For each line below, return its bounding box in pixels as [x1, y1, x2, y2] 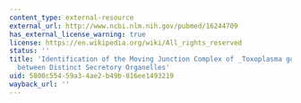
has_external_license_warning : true [9, 30, 146, 39]
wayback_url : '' [9, 80, 70, 89]
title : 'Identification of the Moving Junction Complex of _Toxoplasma [9, 55, 282, 64]
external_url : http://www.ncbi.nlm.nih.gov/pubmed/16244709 [9, 21, 239, 30]
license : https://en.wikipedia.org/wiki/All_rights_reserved [9, 38, 243, 47]
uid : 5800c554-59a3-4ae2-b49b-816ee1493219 [9, 72, 175, 81]
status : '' [9, 47, 50, 56]
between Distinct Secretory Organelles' [17, 64, 170, 73]
